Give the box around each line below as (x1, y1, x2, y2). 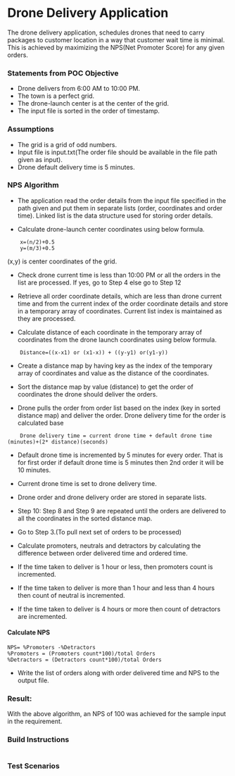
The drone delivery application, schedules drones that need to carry (7, 28, 205, 37)
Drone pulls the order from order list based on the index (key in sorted (17, 403, 220, 412)
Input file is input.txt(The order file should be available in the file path (17, 148, 218, 156)
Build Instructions (7, 734, 70, 744)
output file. (17, 676, 49, 684)
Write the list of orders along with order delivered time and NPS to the (17, 669, 220, 677)
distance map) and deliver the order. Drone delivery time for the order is (17, 411, 227, 420)
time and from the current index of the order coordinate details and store (17, 299, 229, 308)
